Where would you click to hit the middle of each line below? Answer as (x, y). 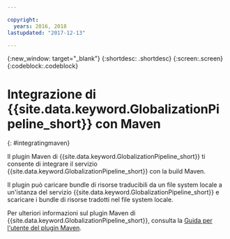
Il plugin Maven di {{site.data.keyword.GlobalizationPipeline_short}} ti (106, 157)
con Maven (128, 124)
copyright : (23, 20)
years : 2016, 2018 (40, 26)
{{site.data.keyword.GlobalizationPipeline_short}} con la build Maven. (106, 171)
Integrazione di (52, 94)
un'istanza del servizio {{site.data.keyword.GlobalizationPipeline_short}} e (113, 192)
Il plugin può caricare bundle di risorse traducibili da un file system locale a (115, 185)
